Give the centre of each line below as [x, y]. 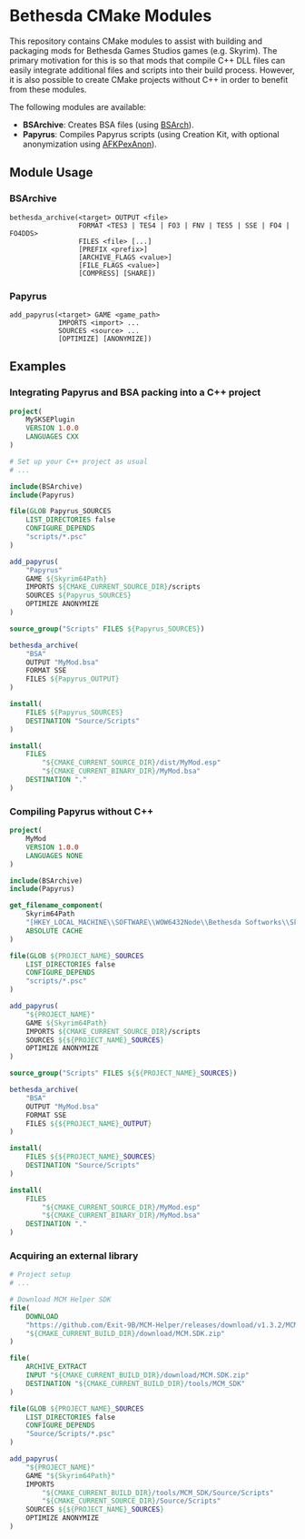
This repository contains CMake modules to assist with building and [136, 41]
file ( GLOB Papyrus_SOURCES [60, 511]
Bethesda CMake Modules [111, 16]
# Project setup [40, 1275]
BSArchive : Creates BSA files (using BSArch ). [108, 125]
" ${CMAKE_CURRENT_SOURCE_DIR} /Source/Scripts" [132, 1501]
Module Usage [51, 172]
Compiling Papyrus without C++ [82, 811]
